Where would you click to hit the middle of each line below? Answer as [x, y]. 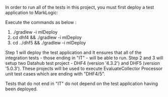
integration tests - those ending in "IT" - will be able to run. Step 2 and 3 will [84, 58]
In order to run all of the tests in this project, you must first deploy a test [80, 7]
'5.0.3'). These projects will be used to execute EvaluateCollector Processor [84, 68]
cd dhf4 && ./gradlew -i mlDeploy [47, 37]
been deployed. [21, 89]
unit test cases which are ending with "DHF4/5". [55, 74]
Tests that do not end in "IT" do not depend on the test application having [81, 83]
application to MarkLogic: [32, 13]
